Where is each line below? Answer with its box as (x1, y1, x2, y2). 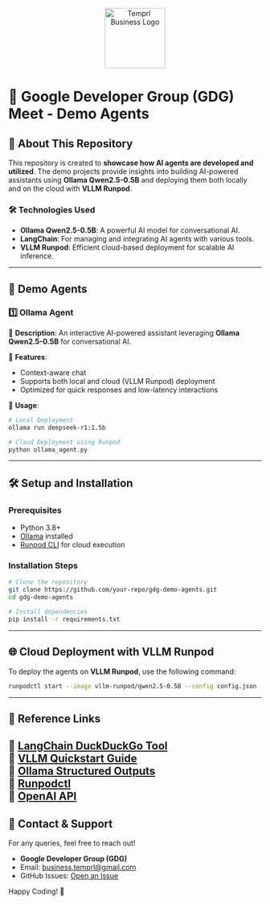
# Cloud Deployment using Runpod (8, 438, 121, 446)
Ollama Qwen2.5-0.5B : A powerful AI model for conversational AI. (19, 225, 240, 235)
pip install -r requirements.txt (8, 615, 121, 623)
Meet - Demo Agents (8, 105, 150, 123)
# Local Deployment (8, 415, 74, 424)
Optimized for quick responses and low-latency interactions (19, 385, 219, 394)
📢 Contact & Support (8, 817, 113, 831)
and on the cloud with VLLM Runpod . (8, 184, 133, 193)
